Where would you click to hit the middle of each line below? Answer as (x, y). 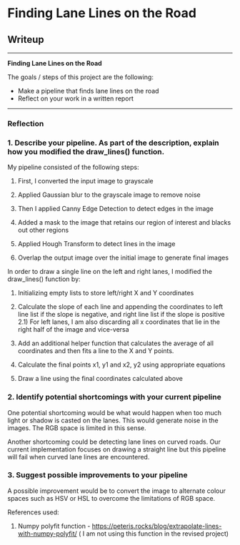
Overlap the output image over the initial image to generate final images (123, 258)
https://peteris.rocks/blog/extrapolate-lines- (157, 526)
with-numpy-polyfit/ (47, 534)
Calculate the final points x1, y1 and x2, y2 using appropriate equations (121, 365)
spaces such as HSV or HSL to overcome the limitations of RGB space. (111, 498)
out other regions (43, 230)
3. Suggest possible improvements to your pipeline (97, 475)
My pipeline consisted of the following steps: (73, 167)
